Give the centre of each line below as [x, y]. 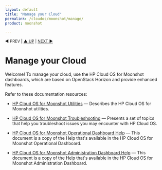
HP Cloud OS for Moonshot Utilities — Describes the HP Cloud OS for [82, 104]
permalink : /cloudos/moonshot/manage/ [44, 19]
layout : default [21, 10]
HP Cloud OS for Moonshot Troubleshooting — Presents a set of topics [83, 118]
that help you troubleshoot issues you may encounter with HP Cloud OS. [84, 124]
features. [14, 85]
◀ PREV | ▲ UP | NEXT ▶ [29, 41]
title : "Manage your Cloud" [34, 14]
